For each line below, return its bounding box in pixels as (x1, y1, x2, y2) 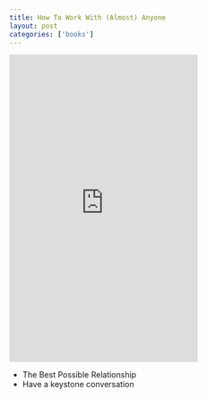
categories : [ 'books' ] (9, 30, 94, 38)
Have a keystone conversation (22, 379, 134, 390)
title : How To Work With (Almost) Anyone (9, 13, 167, 22)
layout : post (9, 21, 58, 30)
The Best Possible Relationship (22, 369, 137, 380)
